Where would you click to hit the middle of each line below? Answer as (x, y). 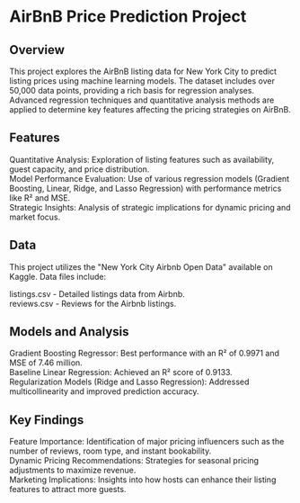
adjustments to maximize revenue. (73, 471)
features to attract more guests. (68, 490)
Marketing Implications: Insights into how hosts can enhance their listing (143, 480)
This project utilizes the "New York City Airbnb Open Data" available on (141, 266)
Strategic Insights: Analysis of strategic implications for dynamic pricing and (150, 207)
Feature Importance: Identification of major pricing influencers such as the (147, 442)
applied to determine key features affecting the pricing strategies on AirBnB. (150, 109)
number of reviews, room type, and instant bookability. (110, 451)
